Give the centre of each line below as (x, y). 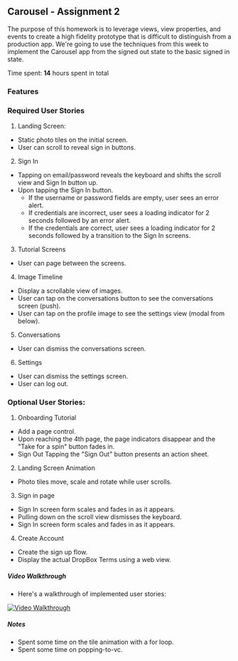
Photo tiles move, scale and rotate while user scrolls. (94, 482)
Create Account (40, 538)
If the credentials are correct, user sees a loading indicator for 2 (121, 228)
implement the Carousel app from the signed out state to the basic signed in (119, 51)
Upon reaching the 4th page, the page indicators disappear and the (116, 439)
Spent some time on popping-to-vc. (70, 650)
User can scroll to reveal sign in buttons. (77, 147)
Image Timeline (40, 277)
